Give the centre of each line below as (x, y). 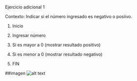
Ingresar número (29, 35)
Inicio (18, 26)
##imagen (15, 73)
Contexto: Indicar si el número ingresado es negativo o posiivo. (69, 16)
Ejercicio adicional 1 (25, 7)
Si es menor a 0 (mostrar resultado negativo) (57, 54)
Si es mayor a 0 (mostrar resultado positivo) (56, 45)
